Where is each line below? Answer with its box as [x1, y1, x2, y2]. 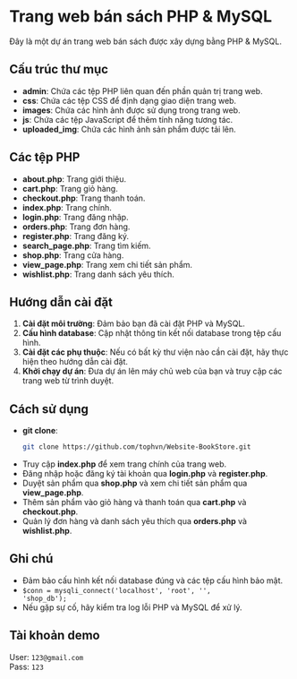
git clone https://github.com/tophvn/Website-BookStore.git [21, 443, 251, 451]
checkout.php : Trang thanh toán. [21, 193, 146, 203]
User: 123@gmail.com [9, 651, 84, 662]
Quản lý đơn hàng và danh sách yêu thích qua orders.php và [21, 516, 248, 527]
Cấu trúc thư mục [9, 62, 109, 77]
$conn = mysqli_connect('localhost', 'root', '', [21, 586, 212, 595]
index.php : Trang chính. [21, 202, 112, 212]
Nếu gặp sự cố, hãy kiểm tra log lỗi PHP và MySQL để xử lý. [21, 602, 242, 613]
